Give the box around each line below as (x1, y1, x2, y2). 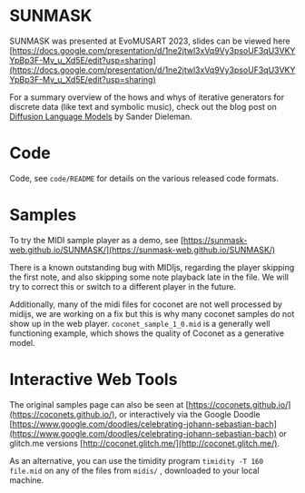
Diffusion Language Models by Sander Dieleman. (9, 111, 192, 122)
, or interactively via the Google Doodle (114, 409, 261, 419)
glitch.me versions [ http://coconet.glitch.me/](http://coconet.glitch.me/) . (9, 438, 280, 449)
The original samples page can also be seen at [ (9, 399, 189, 409)
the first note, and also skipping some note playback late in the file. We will (9, 271, 289, 282)
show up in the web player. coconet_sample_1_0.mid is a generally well (9, 318, 271, 329)
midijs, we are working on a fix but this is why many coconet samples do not (9, 308, 295, 319)
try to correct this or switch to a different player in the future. (9, 281, 237, 291)
